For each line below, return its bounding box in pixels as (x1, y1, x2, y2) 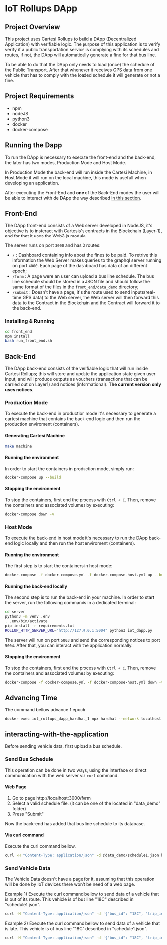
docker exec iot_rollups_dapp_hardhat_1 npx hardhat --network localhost (5, 716, 162, 721)
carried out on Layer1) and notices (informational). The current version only (5, 381, 161, 387)
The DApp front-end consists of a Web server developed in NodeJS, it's (5, 223, 153, 229)
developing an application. (5, 180, 60, 186)
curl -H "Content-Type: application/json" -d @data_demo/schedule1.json (5, 853, 159, 858)
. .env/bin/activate (5, 619, 48, 624)
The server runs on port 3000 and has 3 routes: (5, 242, 101, 248)
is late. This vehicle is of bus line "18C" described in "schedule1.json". (5, 925, 148, 931)
